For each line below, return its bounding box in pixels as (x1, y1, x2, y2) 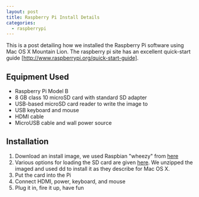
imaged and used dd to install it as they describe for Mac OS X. (14, 165, 170, 172)
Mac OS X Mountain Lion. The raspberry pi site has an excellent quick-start (6, 48, 191, 56)
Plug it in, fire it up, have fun (14, 184, 85, 191)
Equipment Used (6, 72, 70, 82)
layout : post (6, 8, 39, 15)
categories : (6, 20, 36, 26)
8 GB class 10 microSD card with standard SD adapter (14, 94, 147, 101)
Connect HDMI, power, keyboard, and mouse (14, 177, 126, 185)
